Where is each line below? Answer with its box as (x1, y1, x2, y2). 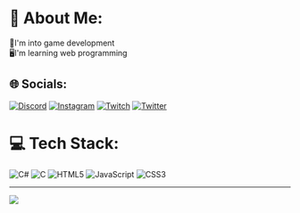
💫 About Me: (9, 8, 104, 29)
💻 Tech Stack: (9, 133, 120, 153)
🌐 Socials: (9, 77, 68, 92)
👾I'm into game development (9, 37, 115, 48)
